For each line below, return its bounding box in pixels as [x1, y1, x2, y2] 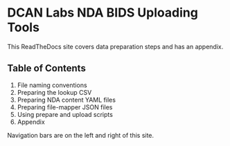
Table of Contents [7, 62, 87, 74]
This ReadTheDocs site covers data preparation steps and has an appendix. [7, 42, 224, 51]
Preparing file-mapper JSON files [17, 102, 113, 111]
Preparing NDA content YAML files [17, 95, 116, 104]
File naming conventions [17, 81, 88, 89]
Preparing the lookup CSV [17, 88, 92, 96]
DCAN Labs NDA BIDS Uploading [7, 5, 199, 21]
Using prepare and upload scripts [17, 110, 113, 118]
